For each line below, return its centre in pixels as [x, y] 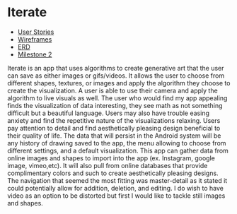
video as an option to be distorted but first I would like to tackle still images [116, 196]
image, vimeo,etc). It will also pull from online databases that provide [108, 165]
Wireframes [35, 39]
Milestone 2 [35, 54]
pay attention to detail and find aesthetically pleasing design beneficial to [114, 128]
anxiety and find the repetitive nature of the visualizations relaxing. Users [114, 120]
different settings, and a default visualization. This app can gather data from [118, 150]
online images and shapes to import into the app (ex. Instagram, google [111, 158]
